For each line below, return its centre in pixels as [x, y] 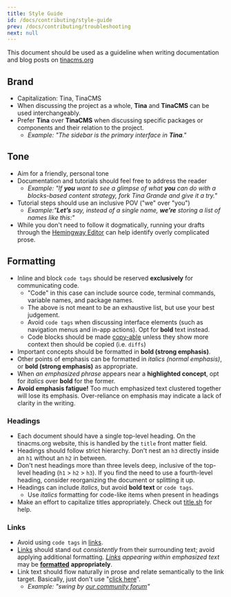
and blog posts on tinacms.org [51, 60]
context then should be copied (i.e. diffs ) [87, 344]
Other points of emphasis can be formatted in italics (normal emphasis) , [119, 359]
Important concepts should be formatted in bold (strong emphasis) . [114, 351]
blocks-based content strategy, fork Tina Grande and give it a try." [122, 195]
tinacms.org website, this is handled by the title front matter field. [112, 443]
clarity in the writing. [46, 403]
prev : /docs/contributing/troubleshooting [69, 26]
